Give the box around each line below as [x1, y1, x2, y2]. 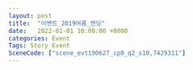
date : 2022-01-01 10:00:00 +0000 [8, 27, 128, 35]
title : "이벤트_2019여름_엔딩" [8, 19, 106, 27]
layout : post [8, 11, 52, 20]
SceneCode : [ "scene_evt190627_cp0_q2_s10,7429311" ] [8, 49, 186, 57]
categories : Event [8, 34, 70, 43]
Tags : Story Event [8, 42, 70, 50]
